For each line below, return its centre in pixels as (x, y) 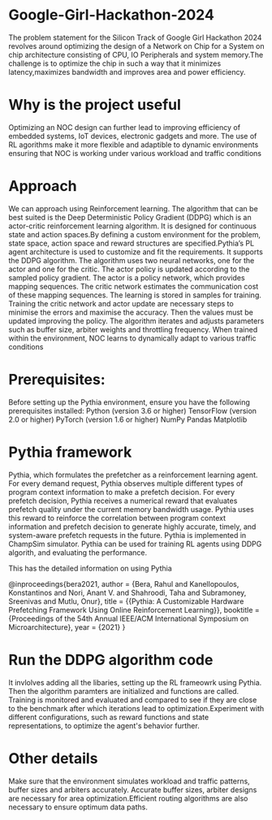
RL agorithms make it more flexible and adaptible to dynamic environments (134, 145)
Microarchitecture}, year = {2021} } (67, 627)
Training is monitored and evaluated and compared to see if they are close (133, 700)
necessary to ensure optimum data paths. (78, 807)
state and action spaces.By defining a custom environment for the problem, (135, 234)
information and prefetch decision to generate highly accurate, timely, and (132, 527)
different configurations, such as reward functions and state (109, 717)
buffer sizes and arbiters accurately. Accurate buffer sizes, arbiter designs (133, 789)
